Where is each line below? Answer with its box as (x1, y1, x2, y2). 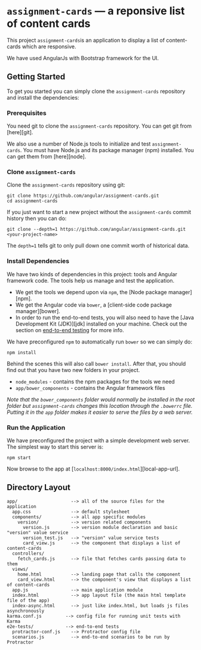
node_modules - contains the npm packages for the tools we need (15, 377, 175, 385)
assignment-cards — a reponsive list (7, 4, 185, 18)
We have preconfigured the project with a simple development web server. (7, 437, 190, 444)
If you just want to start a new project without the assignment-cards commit (7, 209, 191, 216)
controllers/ (12, 550, 45, 556)
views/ (12, 566, 29, 572)
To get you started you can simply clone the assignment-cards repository (7, 88, 185, 95)
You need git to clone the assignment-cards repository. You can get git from (7, 122, 192, 129)
